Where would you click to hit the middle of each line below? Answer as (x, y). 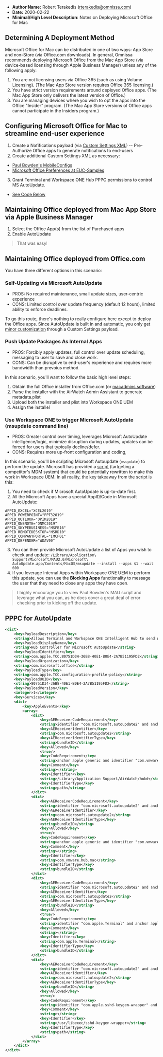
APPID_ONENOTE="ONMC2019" (31, 524)
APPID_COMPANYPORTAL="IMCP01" (36, 537)
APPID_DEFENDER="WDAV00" (30, 541)
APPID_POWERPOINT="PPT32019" (34, 515)
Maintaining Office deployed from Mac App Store (81, 210)
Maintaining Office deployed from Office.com (75, 259)
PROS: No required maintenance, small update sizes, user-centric (78, 293)
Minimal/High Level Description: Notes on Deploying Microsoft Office (82, 17)
